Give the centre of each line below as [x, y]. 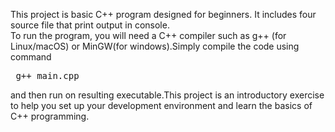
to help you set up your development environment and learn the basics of [161, 105]
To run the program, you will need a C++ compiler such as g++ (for [148, 35]
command [31, 57]
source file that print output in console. [90, 25]
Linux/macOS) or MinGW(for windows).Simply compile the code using [155, 46]
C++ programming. [50, 116]
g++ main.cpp [47, 75]
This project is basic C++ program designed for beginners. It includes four [163, 14]
